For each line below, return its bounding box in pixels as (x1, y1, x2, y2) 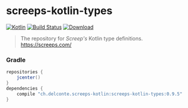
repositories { (6, 69, 43, 75)
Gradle (6, 56, 26, 64)
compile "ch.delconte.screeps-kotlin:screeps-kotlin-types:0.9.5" (16, 91, 183, 97)
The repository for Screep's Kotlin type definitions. (20, 35, 143, 42)
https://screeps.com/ (20, 41, 72, 48)
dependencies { (6, 85, 43, 92)
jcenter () (16, 75, 41, 80)
